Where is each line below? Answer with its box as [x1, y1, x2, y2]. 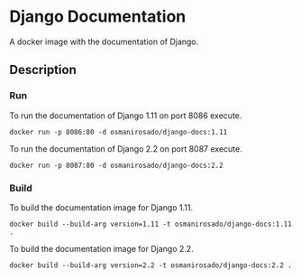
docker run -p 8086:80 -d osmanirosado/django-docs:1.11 [9, 127, 228, 136]
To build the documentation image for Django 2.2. [9, 243, 194, 254]
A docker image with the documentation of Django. [9, 36, 199, 47]
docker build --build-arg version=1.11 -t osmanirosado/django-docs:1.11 [9, 219, 293, 228]
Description [9, 62, 77, 78]
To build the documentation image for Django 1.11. [9, 201, 194, 213]
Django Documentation [9, 6, 187, 27]
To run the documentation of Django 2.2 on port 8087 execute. [9, 143, 242, 154]
